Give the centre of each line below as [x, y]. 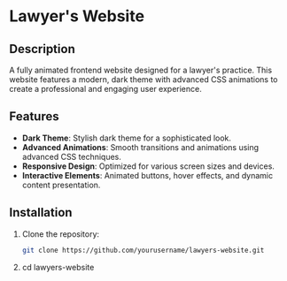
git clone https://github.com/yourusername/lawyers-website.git [143, 250]
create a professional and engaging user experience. [105, 89]
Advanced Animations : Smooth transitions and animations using [140, 147]
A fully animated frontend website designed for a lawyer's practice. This [141, 70]
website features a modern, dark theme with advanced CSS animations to [143, 80]
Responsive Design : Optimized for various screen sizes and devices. [148, 166]
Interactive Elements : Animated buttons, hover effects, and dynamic [147, 175]
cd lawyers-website [58, 267]
